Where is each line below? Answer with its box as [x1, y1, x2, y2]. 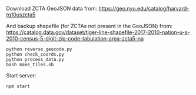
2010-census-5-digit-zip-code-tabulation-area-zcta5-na [6, 35, 144, 42]
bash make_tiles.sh [6, 62, 54, 67]
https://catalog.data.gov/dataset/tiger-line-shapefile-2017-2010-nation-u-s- [6, 29, 190, 36]
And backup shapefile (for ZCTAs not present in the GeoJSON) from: [6, 23, 172, 29]
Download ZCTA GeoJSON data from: [6, 5, 98, 12]
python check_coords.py [6, 52, 65, 57]
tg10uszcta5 [6, 11, 36, 18]
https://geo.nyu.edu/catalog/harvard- [98, 5, 190, 12]
